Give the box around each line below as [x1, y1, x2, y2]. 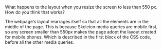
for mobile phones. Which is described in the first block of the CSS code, [5, 34, 152, 40]
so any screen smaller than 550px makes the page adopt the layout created [5, 29, 157, 34]
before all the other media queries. [5, 39, 74, 45]
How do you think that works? [5, 9, 65, 15]
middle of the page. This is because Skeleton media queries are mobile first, [5, 24, 158, 30]
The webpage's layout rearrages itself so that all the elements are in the [5, 19, 149, 24]
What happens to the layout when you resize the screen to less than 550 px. [5, 4, 158, 10]
